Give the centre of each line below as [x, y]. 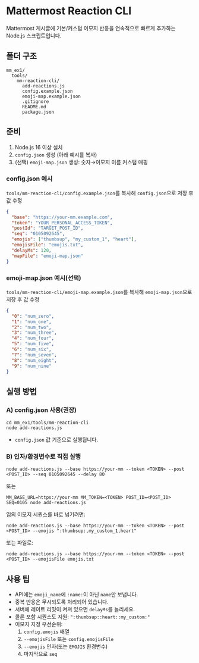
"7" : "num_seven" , [34, 355]
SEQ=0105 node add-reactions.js [46, 503]
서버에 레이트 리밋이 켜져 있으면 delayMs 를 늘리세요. [75, 609]
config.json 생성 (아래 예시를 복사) [56, 154]
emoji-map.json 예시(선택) [44, 278]
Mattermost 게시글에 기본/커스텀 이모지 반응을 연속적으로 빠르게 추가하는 [91, 28]
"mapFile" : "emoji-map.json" [48, 256]
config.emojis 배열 [47, 631]
